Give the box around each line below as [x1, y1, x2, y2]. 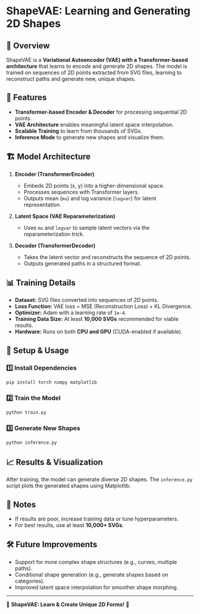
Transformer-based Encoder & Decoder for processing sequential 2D [14, 108, 187, 116]
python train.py [6, 410, 46, 416]
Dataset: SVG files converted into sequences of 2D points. [14, 297, 159, 304]
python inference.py [6, 440, 58, 446]
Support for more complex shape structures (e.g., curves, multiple [14, 558, 177, 565]
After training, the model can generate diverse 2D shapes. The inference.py [6, 476, 193, 483]
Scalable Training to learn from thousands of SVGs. [14, 127, 143, 135]
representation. [23, 201, 61, 208]
